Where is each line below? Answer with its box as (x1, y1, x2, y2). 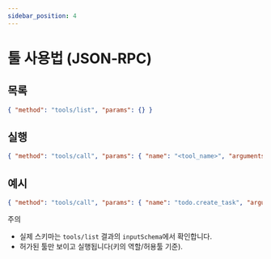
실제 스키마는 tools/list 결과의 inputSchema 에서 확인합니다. (19, 231, 212, 241)
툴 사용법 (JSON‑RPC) (7, 49, 152, 67)
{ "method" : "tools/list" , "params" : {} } (7, 106, 153, 114)
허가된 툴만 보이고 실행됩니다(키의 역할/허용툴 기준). (19, 241, 184, 251)
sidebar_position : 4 (7, 11, 78, 20)
